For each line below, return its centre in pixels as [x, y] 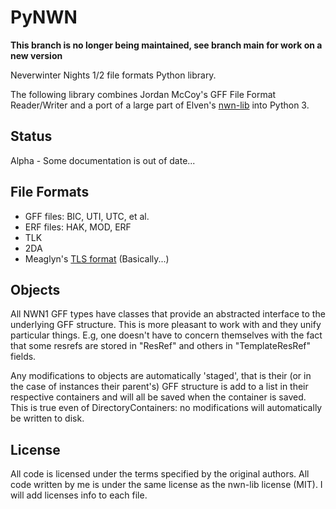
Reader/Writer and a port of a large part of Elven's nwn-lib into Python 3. [160, 105]
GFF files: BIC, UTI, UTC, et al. [87, 216]
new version [36, 55]
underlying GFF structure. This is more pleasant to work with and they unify [166, 325]
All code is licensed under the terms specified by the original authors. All [160, 474]
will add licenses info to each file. [79, 495]
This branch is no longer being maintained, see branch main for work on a [166, 45]
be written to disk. [47, 418]
